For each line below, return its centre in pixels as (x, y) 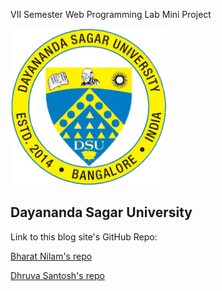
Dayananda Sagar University (101, 212)
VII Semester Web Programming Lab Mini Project (111, 14)
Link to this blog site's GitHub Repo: (84, 236)
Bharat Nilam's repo (51, 256)
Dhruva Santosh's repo (57, 275)
